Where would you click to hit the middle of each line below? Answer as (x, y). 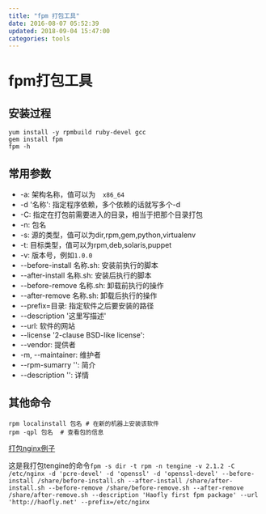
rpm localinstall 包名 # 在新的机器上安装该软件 (84, 423)
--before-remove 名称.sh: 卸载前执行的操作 (92, 286)
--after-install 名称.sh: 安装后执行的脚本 (86, 275)
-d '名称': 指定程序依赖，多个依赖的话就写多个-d (100, 205)
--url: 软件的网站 (47, 326)
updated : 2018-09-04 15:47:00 (59, 31)
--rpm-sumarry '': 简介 (58, 365)
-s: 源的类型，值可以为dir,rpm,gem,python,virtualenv (108, 235)
